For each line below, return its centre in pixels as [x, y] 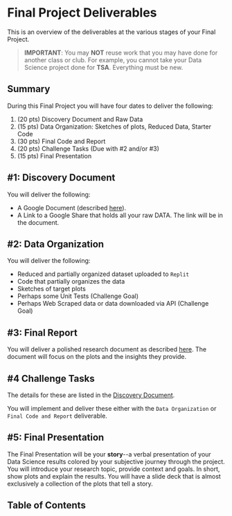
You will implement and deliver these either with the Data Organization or [112, 408]
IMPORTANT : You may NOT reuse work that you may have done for [121, 53]
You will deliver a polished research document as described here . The [107, 349]
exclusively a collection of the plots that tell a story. [80, 483]
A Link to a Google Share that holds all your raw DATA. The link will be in [120, 215]
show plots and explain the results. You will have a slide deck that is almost [114, 476]
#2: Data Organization [56, 244]
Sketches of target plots [52, 289]
